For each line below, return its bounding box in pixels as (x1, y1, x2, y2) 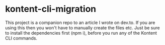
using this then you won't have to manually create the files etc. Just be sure (5, 24, 160, 30)
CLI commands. (5, 35, 37, 41)
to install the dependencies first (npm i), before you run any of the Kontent (5, 30, 158, 36)
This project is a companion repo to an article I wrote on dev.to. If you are (5, 20, 156, 25)
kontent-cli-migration (5, 3, 96, 15)
